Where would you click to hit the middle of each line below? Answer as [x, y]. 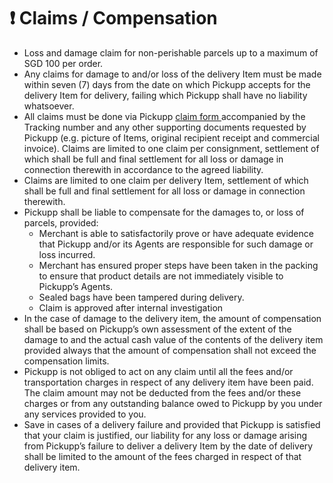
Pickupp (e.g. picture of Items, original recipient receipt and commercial [171, 137]
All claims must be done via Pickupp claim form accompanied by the [164, 116]
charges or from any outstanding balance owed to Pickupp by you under [173, 403]
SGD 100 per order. [63, 63]
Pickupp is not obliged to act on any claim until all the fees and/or [158, 371]
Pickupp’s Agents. [76, 286]
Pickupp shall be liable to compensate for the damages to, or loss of [164, 212]
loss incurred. [67, 254]
